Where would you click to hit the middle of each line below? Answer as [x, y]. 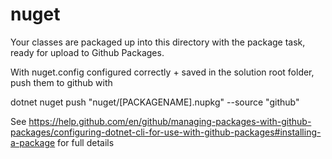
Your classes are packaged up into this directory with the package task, [158, 42]
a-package [33, 142]
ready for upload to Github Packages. [87, 52]
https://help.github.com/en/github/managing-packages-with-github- [170, 121]
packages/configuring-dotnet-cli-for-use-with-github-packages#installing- [166, 132]
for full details [86, 142]
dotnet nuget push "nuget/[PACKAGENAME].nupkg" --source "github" [155, 102]
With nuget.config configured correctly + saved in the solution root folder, [162, 72]
